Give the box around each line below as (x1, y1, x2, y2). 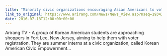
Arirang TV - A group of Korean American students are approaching (5, 30, 144, 36)
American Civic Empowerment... (5, 45, 71, 52)
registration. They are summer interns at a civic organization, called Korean (5, 40, 159, 46)
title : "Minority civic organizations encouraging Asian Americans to (5, 7, 155, 12)
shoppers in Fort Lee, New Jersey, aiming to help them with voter (5, 35, 139, 41)
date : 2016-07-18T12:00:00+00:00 (5, 16, 75, 21)
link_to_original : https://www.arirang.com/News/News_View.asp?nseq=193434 (5, 12, 166, 17)
